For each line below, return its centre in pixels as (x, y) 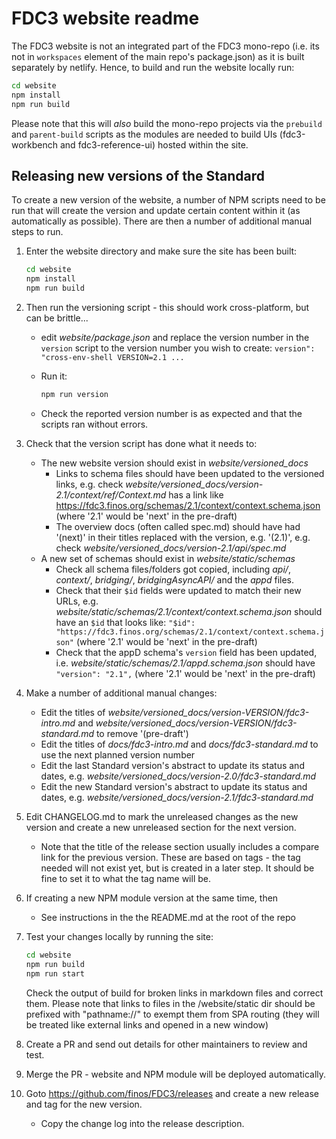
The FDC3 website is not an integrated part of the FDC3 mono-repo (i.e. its (165, 46)
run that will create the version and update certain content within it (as (156, 211)
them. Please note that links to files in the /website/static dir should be (170, 1003)
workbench (35, 144)
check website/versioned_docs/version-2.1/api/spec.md (171, 548)
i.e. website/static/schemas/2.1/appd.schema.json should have (185, 663)
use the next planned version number (118, 754)
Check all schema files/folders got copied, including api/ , (173, 569)
